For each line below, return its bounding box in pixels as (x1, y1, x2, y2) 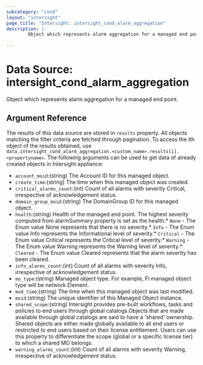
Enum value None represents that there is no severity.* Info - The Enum (14, 223, 195, 231)
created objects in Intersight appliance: (6, 160, 104, 167)
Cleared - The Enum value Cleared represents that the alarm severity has (14, 249, 197, 256)
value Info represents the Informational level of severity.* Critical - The (14, 229, 195, 237)
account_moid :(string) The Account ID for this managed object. (14, 172, 170, 179)
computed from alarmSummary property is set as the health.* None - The (14, 217, 196, 224)
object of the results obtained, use (6, 142, 92, 149)
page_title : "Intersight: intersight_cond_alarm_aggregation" (6, 20, 166, 26)
